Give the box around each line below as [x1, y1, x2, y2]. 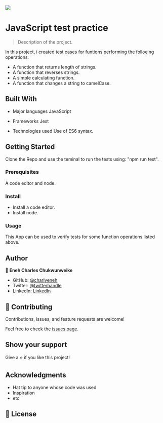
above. [5, 239, 20, 245]
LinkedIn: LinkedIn [12, 288, 51, 294]
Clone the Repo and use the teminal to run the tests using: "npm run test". [5, 156, 159, 162]
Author [5, 254, 28, 262]
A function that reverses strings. [12, 69, 80, 75]
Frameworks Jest [12, 118, 49, 124]
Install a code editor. [12, 204, 55, 210]
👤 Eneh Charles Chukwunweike [5, 267, 73, 274]
